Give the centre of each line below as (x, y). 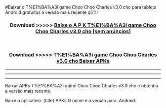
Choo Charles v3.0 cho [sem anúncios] (83, 31)
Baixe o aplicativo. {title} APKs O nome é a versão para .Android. (71, 100)
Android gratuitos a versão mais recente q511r (52, 12)
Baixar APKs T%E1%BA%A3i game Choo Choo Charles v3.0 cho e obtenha (82, 85)
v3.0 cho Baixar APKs (83, 61)
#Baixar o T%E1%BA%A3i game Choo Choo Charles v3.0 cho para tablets (81, 7)
